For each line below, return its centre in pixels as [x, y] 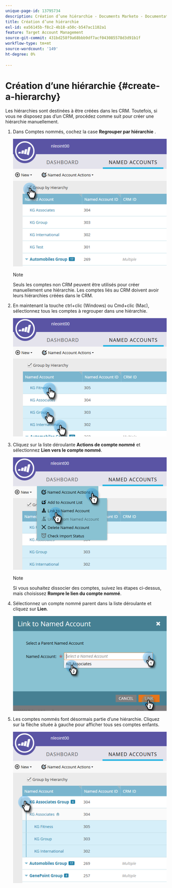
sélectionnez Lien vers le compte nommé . [57, 450]
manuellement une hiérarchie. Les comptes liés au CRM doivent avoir [86, 290]
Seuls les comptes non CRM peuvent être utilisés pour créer [76, 284]
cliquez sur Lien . [30, 609]
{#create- [139, 86]
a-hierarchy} [33, 96]
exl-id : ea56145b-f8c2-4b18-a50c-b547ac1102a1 [56, 27]
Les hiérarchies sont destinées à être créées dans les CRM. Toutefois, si [81, 111]
